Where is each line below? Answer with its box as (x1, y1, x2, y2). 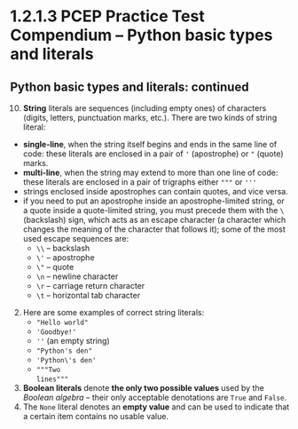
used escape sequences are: (22, 234, 129, 243)
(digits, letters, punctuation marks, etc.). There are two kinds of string (22, 113, 278, 123)
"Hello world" (35, 318, 89, 327)
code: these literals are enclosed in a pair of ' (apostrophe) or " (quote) (22, 148, 284, 159)
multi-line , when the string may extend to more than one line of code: (22, 167, 278, 178)
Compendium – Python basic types (10, 25, 273, 45)
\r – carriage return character (35, 281, 145, 290)
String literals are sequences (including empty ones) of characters (22, 103, 267, 113)
